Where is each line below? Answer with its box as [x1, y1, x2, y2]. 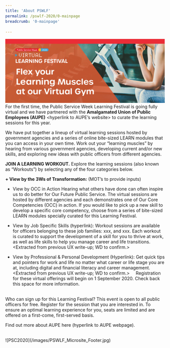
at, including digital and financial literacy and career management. [12, 264, 150, 270]
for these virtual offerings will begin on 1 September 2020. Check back [12, 275, 160, 281]
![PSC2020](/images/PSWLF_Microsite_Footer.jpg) [5, 337, 111, 343]
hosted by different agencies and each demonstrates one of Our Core [12, 197, 158, 203]
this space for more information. [12, 281, 80, 287]
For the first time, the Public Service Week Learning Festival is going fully [5, 103, 158, 109]
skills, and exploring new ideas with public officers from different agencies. [5, 151, 162, 157]
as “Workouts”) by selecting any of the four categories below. [5, 166, 134, 172]
